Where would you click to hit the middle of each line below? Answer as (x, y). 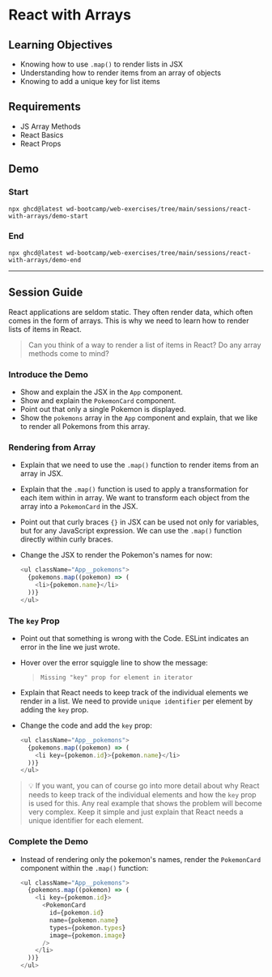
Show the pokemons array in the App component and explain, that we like (139, 418)
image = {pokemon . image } (88, 935)
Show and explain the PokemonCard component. (98, 400)
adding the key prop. (54, 709)
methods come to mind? (68, 353)
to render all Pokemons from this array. (85, 426)
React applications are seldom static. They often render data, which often (131, 312)
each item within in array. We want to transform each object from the (135, 498)
